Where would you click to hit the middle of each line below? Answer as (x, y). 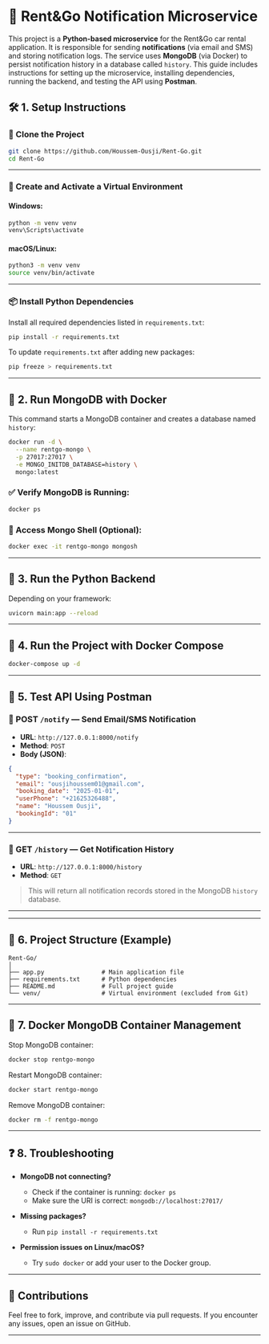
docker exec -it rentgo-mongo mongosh (73, 546)
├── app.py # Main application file (96, 972)
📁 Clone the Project (46, 134)
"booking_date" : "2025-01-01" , (68, 791)
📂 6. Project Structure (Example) (90, 940)
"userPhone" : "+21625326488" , (66, 799)
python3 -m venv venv (44, 266)
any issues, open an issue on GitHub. (69, 1324)
